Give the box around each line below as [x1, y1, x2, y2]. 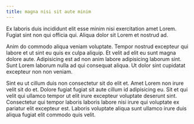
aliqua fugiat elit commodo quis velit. [6, 111, 96, 118]
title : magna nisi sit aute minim [6, 8, 92, 15]
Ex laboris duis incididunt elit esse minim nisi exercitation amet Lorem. [6, 25, 177, 32]
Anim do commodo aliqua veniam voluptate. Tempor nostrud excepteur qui [6, 43, 189, 50]
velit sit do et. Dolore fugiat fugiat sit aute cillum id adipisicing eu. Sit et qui [6, 85, 188, 93]
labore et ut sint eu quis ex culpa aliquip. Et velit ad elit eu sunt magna [6, 49, 176, 56]
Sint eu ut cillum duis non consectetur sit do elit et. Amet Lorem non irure [6, 80, 185, 87]
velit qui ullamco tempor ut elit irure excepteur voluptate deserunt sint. [6, 92, 177, 99]
